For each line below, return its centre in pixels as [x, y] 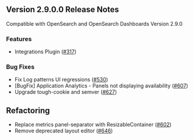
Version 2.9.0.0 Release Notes [63, 10]
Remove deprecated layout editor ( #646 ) [63, 131]
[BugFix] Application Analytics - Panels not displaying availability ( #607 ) [101, 86]
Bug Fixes [20, 67]
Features [19, 39]
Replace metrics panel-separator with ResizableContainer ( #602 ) [93, 125]
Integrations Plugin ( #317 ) [46, 52]
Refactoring [28, 110]
